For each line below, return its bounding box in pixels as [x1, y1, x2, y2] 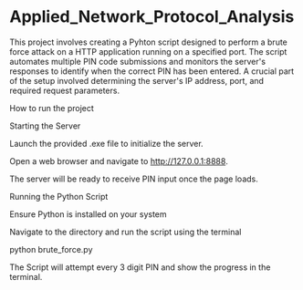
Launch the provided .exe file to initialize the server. [9, 138, 204, 149]
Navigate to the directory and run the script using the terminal [9, 226, 242, 237]
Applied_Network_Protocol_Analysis [9, 6, 295, 27]
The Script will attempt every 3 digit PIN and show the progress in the [9, 262, 271, 273]
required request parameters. [9, 85, 120, 96]
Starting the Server [9, 120, 81, 131]
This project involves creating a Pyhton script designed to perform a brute [9, 36, 287, 47]
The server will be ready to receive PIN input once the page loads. [9, 173, 258, 184]
